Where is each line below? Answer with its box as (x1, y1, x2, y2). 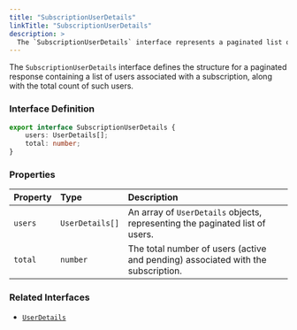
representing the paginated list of (127, 218, 266, 230)
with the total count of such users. (9, 81, 134, 91)
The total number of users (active (127, 242, 267, 255)
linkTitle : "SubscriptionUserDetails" (9, 21, 152, 30)
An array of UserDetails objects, (127, 206, 263, 219)
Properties (9, 168, 56, 180)
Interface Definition (9, 103, 95, 115)
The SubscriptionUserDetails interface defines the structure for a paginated (9, 62, 287, 73)
